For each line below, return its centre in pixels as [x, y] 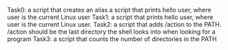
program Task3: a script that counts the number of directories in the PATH [112, 39]
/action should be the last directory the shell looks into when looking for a [111, 32]
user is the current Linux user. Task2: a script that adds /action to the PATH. [114, 24]
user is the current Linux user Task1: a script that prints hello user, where [110, 17]
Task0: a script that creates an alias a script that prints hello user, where [109, 10]
